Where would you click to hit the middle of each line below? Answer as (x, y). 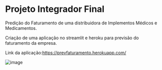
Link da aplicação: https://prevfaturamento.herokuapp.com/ (66, 53)
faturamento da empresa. (31, 43)
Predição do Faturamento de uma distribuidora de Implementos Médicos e (81, 23)
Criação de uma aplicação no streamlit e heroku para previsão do (72, 38)
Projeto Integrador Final (55, 9)
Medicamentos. (21, 28)
